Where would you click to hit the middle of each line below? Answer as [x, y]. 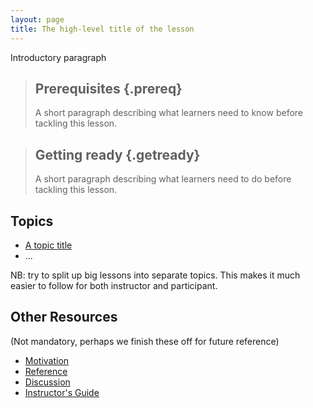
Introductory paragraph [58, 57]
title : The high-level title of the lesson [102, 29]
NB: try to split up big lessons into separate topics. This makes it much [155, 275]
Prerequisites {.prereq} [108, 88]
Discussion [47, 382]
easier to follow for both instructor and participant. [114, 285]
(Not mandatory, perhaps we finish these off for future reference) [145, 341]
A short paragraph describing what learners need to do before [163, 179]
